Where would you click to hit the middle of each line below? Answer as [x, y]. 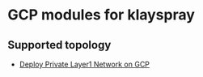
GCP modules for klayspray [101, 15]
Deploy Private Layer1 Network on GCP [85, 64]
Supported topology [59, 45]
